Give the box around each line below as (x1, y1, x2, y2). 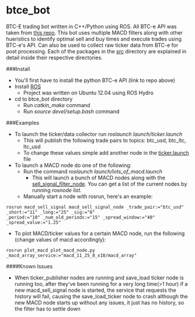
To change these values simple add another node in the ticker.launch (23, 149, 190, 156)
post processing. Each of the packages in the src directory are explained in (6, 47, 187, 54)
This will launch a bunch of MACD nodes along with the (32, 174, 165, 181)
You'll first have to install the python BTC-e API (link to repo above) (14, 77, 176, 84)
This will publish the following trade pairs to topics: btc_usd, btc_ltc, (23, 137, 187, 144)
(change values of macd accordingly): (14, 236, 106, 243)
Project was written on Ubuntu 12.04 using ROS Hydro (23, 89, 154, 96)
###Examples (6, 119, 40, 126)
